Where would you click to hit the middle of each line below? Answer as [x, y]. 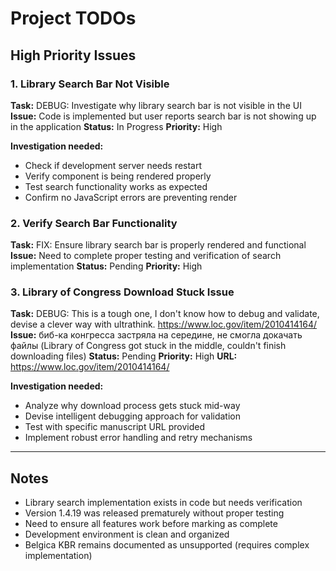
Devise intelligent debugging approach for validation [132, 416]
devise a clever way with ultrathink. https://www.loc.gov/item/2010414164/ [164, 324]
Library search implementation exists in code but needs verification [163, 503]
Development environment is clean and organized [127, 534]
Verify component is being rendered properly [118, 176]
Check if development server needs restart [113, 165]
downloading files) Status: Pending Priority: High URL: [124, 356]
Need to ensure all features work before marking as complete [151, 524]
